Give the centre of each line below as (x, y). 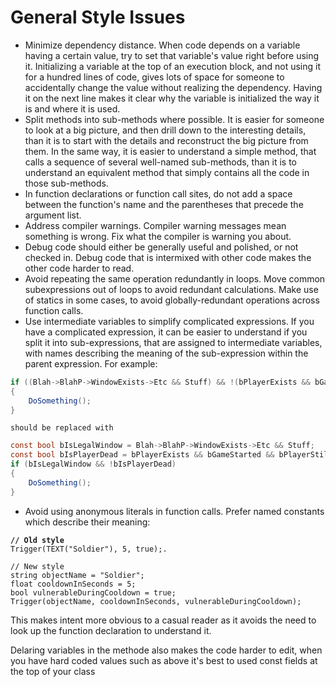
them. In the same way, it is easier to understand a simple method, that (170, 151)
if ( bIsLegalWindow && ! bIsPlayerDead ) (93, 464)
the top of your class (53, 671)
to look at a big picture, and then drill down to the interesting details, (165, 130)
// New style (37, 566)
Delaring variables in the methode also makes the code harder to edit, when (166, 650)
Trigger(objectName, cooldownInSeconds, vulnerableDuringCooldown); (156, 601)
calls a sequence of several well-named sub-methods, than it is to (160, 162)
